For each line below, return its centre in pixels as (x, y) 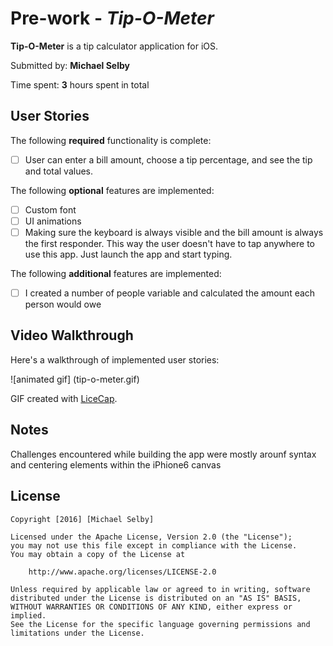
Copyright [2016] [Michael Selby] (82, 519)
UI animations (53, 221)
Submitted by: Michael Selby (70, 65)
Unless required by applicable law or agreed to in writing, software (160, 589)
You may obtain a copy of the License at (98, 554)
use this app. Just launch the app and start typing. (128, 254)
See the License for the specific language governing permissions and (160, 624)
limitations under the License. (77, 633)
